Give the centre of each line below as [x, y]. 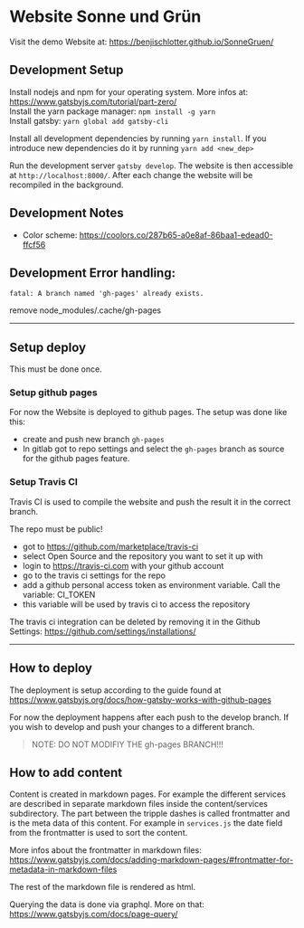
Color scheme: [50, 235]
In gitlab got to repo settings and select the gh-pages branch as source [153, 449]
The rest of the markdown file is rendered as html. [103, 887]
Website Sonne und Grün [105, 17]
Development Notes [66, 213]
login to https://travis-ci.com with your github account [123, 565]
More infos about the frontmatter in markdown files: [105, 850]
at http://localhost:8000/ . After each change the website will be [131, 175]
